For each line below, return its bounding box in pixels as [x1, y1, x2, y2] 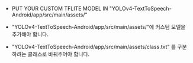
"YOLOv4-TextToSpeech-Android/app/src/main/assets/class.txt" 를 [11, 44, 176, 50]
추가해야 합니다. [11, 31, 49, 38]
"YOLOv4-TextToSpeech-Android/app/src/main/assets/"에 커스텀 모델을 [11, 24, 186, 30]
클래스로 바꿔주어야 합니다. [27, 51, 90, 58]
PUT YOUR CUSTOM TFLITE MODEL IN [11, 5, 108, 12]
